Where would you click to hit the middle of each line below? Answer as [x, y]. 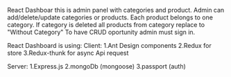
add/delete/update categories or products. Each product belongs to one [110, 17]
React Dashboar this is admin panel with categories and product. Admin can [116, 10]
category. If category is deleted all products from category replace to [106, 25]
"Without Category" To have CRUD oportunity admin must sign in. [101, 32]
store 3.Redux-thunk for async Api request [68, 53]
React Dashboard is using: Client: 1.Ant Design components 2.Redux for [109, 45]
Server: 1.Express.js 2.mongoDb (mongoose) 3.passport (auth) [96, 66]
